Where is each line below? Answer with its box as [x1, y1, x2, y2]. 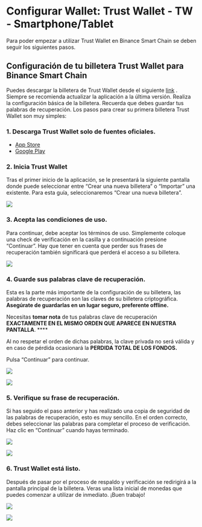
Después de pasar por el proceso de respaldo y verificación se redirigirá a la [6, 478, 197, 485]
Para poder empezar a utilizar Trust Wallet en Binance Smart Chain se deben [6, 37, 197, 44]
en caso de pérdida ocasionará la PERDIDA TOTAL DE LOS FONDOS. [6, 344, 178, 351]
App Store [14, 141, 40, 149]
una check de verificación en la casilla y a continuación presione [6, 236, 167, 243]
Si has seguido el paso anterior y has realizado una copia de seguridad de [6, 407, 191, 415]
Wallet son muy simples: [6, 112, 67, 119]
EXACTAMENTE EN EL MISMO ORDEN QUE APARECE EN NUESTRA [6, 319, 177, 327]
